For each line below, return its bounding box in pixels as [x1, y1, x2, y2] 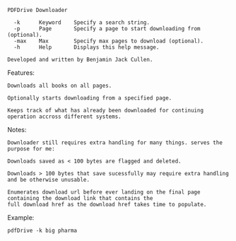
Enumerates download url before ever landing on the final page [7, 189, 201, 196]
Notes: [7, 126, 27, 134]
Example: [7, 213, 35, 222]
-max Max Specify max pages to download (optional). [13, 37, 203, 45]
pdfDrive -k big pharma [7, 227, 78, 234]
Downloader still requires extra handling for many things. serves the [7, 139, 223, 146]
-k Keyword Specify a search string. [13, 19, 151, 26]
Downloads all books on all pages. [7, 82, 112, 89]
